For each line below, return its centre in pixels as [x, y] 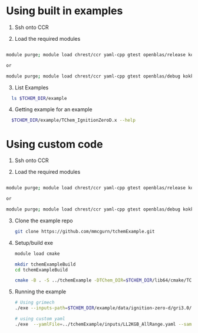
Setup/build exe [34, 243]
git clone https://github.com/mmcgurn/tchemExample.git [85, 231]
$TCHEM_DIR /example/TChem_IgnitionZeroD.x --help [73, 120]
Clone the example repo [44, 221]
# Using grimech [34, 303]
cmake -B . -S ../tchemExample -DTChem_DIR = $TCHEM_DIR [83, 280]
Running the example [40, 292]
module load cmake [37, 253]
